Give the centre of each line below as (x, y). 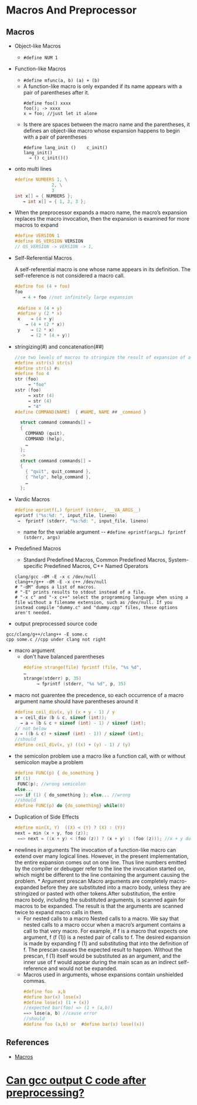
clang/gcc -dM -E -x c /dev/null (55, 577)
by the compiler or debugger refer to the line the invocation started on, (100, 869)
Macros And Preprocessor (71, 10)
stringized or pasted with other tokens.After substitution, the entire (95, 893)
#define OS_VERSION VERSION (49, 241)
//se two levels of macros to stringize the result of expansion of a (103, 357)
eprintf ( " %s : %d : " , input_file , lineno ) (66, 515)
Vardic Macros (32, 499)
